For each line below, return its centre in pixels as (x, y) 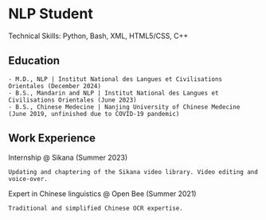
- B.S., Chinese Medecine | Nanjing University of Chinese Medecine (124, 107)
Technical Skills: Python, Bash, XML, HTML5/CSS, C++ (98, 36)
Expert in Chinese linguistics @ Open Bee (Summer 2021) (102, 193)
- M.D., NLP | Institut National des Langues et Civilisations (115, 79)
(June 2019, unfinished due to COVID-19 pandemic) (94, 114)
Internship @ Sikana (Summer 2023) (68, 157)
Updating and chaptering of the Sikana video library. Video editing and (133, 172)
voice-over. (28, 179)
